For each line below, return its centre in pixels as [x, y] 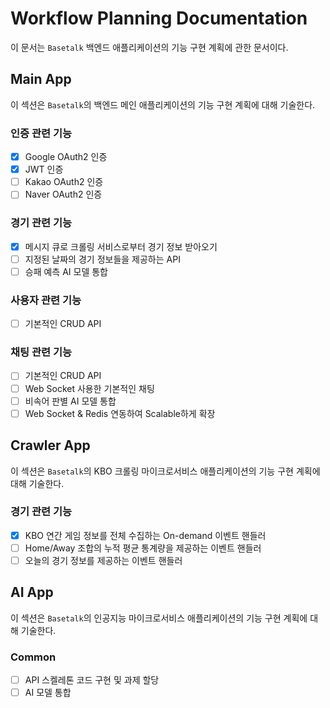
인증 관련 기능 [41, 133]
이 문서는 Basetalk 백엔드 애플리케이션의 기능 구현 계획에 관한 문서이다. [149, 47]
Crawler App [50, 445]
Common [33, 657]
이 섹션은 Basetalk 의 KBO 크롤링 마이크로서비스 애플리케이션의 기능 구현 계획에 [165, 471]
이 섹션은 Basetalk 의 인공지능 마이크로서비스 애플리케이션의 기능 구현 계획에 [159, 618]
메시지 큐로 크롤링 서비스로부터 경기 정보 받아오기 [121, 246]
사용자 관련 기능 [46, 300]
